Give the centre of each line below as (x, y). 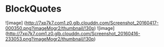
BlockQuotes (33, 9)
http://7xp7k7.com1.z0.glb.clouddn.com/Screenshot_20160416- (74, 33)
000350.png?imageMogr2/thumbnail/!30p (50, 28)
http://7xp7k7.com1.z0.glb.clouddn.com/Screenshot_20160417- (92, 23)
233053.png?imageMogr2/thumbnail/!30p (50, 39)
